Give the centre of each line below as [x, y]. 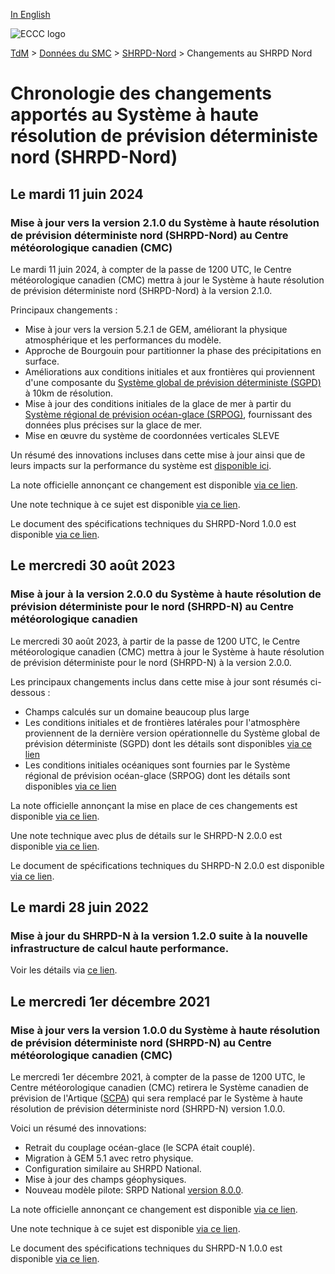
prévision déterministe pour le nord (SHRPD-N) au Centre [152, 607]
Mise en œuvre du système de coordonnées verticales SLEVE [152, 435]
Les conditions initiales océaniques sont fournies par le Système [157, 765]
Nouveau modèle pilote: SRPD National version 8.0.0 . [134, 1190]
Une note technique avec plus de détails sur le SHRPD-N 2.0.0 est [146, 835]
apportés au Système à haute [135, 115]
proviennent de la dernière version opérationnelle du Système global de [172, 733]
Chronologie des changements [141, 93]
